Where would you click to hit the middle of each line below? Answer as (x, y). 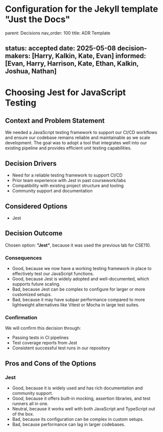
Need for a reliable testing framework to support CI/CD (67, 175)
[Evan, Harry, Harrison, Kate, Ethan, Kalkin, (72, 64)
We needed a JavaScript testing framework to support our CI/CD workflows (81, 133)
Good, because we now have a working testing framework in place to (82, 269)
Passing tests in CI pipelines (41, 338)
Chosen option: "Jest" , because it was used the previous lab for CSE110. (78, 245)
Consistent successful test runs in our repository (61, 348)
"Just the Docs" (38, 19)
